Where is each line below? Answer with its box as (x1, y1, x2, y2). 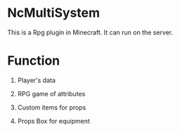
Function (7, 53, 60, 69)
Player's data (17, 76, 56, 84)
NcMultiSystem (7, 5, 101, 21)
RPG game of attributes (17, 89, 86, 98)
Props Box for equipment (17, 117, 90, 125)
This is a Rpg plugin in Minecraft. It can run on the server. (7, 28, 174, 37)
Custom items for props (17, 103, 86, 112)
